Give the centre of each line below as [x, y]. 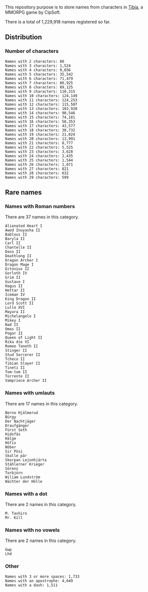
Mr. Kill [14, 517]
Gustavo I [15, 282]
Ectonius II [17, 269]
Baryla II [15, 239]
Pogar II [14, 333]
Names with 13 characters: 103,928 [41, 108]
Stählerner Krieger [25, 464]
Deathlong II [18, 256]
